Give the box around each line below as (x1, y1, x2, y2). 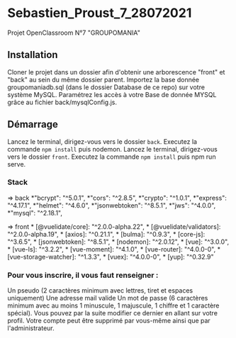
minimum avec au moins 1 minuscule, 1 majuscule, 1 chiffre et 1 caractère (7, 301, 220, 310)
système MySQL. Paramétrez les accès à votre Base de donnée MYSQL (7, 90, 217, 98)
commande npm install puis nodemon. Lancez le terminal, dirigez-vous (7, 145, 218, 153)
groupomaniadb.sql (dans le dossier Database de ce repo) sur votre (7, 83, 206, 91)
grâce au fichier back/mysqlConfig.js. (7, 98, 117, 106)
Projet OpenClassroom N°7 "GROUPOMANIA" (7, 28, 140, 37)
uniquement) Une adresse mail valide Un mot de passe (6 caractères (7, 294, 208, 303)
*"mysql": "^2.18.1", (7, 208, 62, 217)
